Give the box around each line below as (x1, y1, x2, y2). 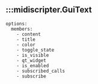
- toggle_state (16, 47, 55, 53)
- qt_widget (16, 57, 46, 64)
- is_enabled (16, 62, 49, 68)
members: (11, 26, 33, 32)
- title (16, 36, 35, 43)
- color (16, 41, 35, 47)
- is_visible (16, 52, 49, 58)
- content (16, 31, 41, 37)
